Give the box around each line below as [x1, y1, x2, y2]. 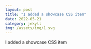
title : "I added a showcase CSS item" [5, 12, 86, 17]
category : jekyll [5, 21, 42, 26]
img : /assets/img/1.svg [5, 26, 55, 31]
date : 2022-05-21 [5, 16, 42, 21]
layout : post [5, 7, 33, 12]
